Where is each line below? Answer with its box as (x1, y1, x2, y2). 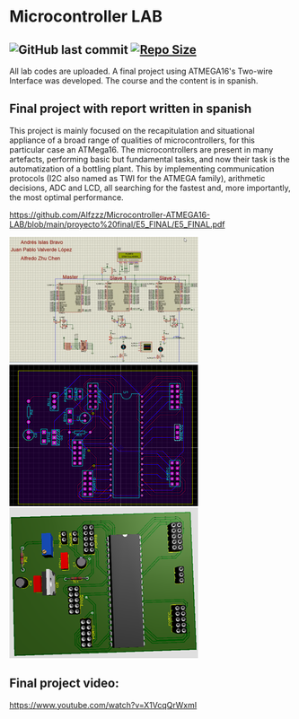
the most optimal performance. (9, 191, 124, 203)
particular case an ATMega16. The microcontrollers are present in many (9, 144, 274, 154)
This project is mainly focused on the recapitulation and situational (9, 125, 255, 136)
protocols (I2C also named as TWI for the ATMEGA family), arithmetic (9, 172, 266, 183)
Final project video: (9, 676, 119, 691)
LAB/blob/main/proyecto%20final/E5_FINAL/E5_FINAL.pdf (9, 218, 226, 230)
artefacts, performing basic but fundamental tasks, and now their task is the (9, 153, 290, 164)
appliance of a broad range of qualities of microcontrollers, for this (9, 135, 256, 145)
